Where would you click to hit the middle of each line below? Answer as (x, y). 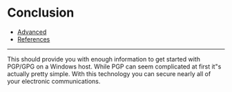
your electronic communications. (54, 81)
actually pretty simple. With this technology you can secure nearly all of (109, 73)
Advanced (32, 32)
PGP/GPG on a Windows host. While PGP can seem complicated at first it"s (114, 66)
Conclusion (41, 13)
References (33, 39)
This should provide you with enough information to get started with (104, 59)
